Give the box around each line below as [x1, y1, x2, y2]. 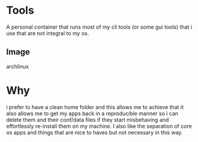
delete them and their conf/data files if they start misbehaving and [6, 116, 169, 123]
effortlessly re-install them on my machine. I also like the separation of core [6, 122, 193, 129]
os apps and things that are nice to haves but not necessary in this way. [6, 129, 183, 136]
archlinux [6, 63, 29, 70]
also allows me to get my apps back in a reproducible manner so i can [6, 110, 178, 117]
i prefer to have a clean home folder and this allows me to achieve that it [6, 103, 184, 110]
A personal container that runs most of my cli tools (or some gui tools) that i [6, 23, 193, 30]
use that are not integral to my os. [6, 29, 89, 36]
